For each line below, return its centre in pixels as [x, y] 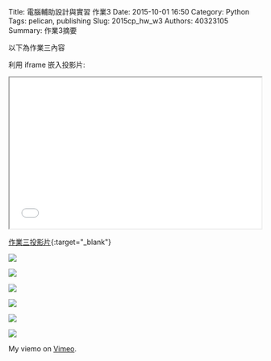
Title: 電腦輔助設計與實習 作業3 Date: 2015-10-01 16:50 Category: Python [129, 12]
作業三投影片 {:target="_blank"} [60, 242]
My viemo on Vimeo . [43, 349]
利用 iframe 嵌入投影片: [47, 64]
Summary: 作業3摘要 [43, 30]
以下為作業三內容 [37, 48]
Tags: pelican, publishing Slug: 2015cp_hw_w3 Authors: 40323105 [119, 21]
